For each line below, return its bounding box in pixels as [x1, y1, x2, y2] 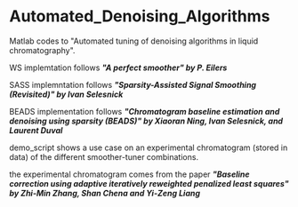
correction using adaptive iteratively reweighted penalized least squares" [9, 178, 289, 188]
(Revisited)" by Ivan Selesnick [9, 89, 124, 100]
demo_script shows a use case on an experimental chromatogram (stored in [9, 142, 288, 153]
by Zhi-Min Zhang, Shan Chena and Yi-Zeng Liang [9, 187, 201, 198]
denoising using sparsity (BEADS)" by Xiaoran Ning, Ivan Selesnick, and [9, 115, 283, 126]
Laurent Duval [9, 124, 63, 135]
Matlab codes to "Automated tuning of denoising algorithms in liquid [9, 36, 259, 46]
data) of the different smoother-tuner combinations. [9, 151, 198, 162]
